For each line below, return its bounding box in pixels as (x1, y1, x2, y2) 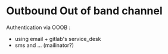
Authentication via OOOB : (6, 24, 71, 31)
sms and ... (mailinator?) (14, 42, 74, 49)
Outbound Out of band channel (6, 4, 163, 18)
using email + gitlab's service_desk (14, 35, 101, 42)
